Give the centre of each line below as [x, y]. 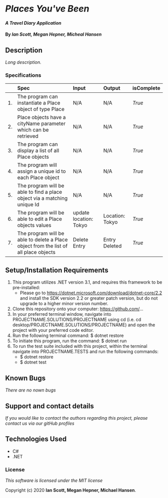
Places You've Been [47, 9]
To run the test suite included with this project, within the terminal [80, 346]
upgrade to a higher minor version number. [64, 304]
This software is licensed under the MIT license [54, 480]
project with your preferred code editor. [53, 330]
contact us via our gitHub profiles [40, 423]
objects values [34, 225]
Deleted [112, 246]
